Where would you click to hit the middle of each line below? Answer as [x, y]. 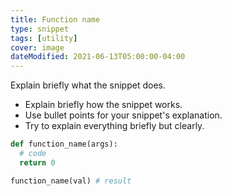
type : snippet [40, 29]
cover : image [37, 47]
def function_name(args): [64, 144]
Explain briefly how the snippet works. [103, 105]
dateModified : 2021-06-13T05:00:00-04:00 [98, 57]
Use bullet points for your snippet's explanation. [123, 115]
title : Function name [55, 19]
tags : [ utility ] [44, 38]
